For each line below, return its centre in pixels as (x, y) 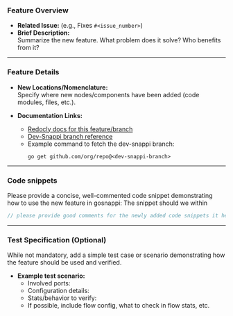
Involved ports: (49, 283)
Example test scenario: (51, 276)
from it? (28, 48)
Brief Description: (43, 33)
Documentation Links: (50, 115)
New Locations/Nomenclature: (62, 87)
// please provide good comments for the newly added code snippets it (113, 215)
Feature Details (33, 72)
